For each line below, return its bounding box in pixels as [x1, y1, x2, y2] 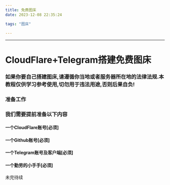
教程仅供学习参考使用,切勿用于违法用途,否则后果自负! [5, 81, 135, 88]
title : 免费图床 [5, 7, 36, 13]
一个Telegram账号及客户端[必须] [5, 149, 73, 156]
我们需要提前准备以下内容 [5, 111, 68, 118]
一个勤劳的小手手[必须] [5, 162, 53, 168]
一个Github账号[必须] [5, 137, 50, 143]
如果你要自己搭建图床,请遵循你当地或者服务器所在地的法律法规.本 [5, 73, 164, 80]
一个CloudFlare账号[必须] [5, 124, 59, 130]
